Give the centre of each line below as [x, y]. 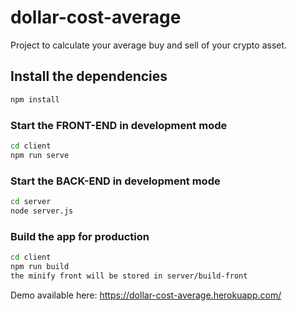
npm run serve [40, 155]
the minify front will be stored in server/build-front [129, 276]
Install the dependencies [89, 76]
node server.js [42, 211]
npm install [35, 99]
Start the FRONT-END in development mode [119, 125]
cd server [31, 201]
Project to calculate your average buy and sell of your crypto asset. [149, 45]
